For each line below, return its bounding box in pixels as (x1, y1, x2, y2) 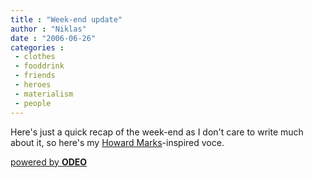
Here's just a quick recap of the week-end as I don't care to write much (10, 126, 304, 138)
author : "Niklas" (10, 24, 87, 34)
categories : (10, 42, 65, 53)
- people (14, 98, 52, 108)
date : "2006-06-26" (10, 33, 97, 43)
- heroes (14, 80, 52, 90)
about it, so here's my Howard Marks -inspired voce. (10, 136, 225, 148)
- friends (14, 71, 56, 81)
